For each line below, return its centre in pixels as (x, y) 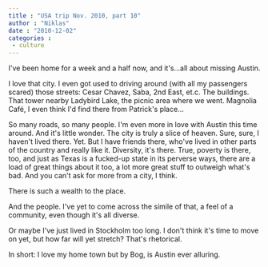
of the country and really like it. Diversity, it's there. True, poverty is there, (130, 150)
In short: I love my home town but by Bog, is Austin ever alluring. (114, 255)
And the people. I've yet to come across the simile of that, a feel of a (121, 207)
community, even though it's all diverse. (74, 215)
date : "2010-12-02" (43, 30)
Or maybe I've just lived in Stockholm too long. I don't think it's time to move (134, 231)
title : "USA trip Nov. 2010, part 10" (75, 16)
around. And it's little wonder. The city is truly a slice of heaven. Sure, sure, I (134, 133)
